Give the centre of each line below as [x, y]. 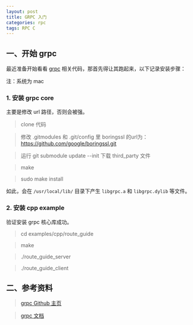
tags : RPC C [21, 28]
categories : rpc [26, 22]
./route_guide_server [46, 257]
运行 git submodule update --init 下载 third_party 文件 [86, 156]
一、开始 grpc [32, 53]
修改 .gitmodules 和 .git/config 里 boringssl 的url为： [84, 137]
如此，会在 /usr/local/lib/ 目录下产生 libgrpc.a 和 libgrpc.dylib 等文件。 [98, 191]
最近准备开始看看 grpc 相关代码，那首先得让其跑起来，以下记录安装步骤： [96, 69]
